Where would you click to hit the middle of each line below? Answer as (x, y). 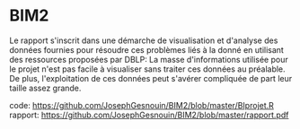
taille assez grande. (45, 88)
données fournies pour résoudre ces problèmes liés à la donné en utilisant (147, 49)
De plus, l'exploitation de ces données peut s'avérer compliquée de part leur (151, 78)
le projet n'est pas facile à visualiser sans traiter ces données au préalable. (147, 69)
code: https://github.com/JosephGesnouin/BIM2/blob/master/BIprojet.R (141, 105)
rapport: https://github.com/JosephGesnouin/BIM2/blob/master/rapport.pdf (149, 115)
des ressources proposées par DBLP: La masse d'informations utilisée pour (149, 59)
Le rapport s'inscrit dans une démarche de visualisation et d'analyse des (144, 40)
